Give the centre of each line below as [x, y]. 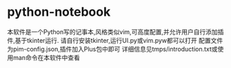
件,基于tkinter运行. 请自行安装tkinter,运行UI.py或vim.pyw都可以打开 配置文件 [115, 40]
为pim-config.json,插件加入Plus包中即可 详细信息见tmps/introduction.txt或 [113, 49]
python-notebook [59, 12]
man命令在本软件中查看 [47, 57]
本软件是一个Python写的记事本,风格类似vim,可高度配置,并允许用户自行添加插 [115, 32]
